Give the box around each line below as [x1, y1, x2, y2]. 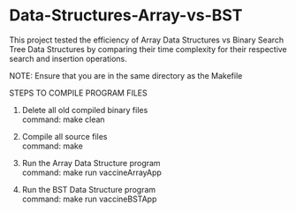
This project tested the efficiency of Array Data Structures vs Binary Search [9, 34, 285, 45]
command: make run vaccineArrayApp [21, 167, 162, 178]
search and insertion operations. [9, 53, 128, 64]
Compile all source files [21, 131, 108, 141]
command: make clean [21, 114, 105, 125]
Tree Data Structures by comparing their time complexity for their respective [9, 43, 287, 54]
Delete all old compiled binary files [21, 104, 148, 115]
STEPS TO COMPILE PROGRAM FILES [9, 87, 148, 98]
